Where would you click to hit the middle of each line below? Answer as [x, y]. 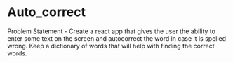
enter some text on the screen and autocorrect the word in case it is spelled [117, 38]
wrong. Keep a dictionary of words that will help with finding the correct [111, 46]
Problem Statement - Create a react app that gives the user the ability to [112, 31]
